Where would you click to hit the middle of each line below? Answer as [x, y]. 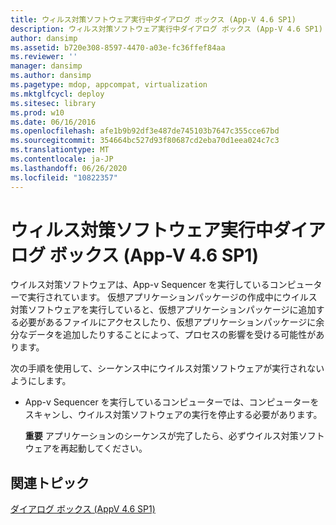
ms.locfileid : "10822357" [64, 177]
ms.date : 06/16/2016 [53, 122]
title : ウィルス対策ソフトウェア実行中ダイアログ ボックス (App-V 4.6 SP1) [153, 19]
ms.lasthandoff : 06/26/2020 [69, 168]
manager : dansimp [46, 66]
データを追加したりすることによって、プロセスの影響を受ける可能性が [172, 335]
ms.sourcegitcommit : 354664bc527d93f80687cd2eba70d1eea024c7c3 [145, 141]
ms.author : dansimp [51, 76]
